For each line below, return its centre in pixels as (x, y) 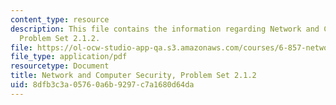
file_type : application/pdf (69, 57)
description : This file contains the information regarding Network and (165, 29)
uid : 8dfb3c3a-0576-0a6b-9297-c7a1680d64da (102, 85)
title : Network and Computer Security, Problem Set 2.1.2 (133, 76)
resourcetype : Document (60, 66)
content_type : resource (60, 19)
